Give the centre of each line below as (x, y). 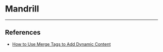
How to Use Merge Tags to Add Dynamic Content (61, 44)
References (23, 32)
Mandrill (22, 9)
